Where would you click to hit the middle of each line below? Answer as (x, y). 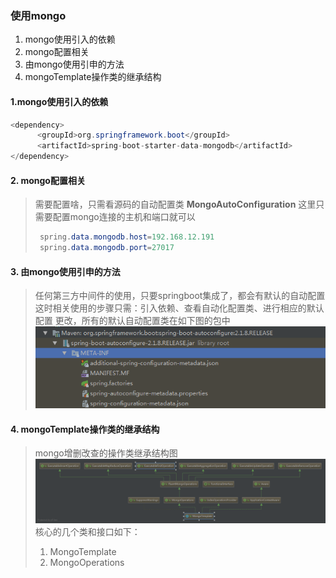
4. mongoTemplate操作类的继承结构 (85, 429)
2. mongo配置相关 (48, 180)
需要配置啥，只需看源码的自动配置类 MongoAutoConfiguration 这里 (175, 204)
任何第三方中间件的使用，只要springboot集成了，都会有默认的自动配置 (180, 296)
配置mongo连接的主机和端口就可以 (124, 217)
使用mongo (38, 15)
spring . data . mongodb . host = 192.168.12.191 (127, 237)
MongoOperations (87, 562)
